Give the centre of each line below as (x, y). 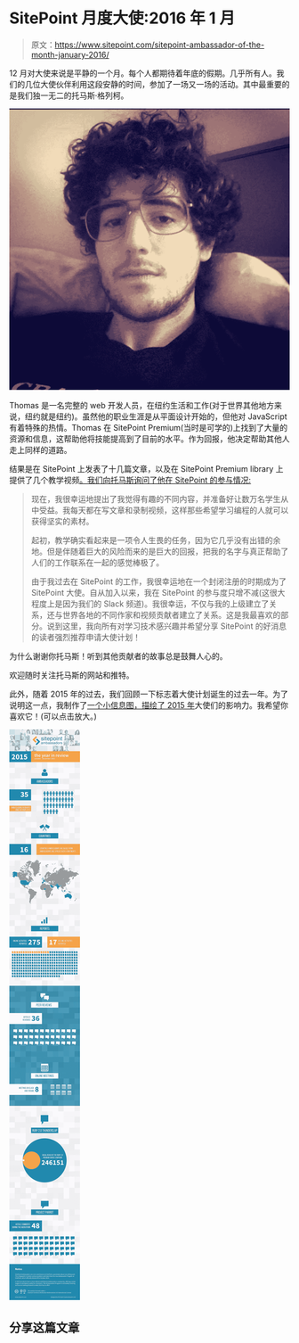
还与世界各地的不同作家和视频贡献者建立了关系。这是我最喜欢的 (164, 615)
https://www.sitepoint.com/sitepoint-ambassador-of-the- (160, 45)
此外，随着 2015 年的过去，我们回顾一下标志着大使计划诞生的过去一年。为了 (149, 694)
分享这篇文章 (44, 1327)
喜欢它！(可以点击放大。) (53, 717)
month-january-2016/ (70, 54)
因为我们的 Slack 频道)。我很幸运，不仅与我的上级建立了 (166, 604)
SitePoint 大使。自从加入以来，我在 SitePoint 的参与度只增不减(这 (150, 593)
